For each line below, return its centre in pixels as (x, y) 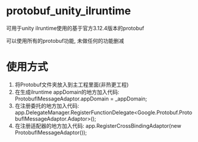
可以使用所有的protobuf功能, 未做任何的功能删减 (65, 40)
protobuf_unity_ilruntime (69, 11)
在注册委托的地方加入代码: (47, 106)
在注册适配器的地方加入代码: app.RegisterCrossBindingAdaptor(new (98, 125)
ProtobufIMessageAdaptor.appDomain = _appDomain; (81, 99)
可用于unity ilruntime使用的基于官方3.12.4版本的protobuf (75, 28)
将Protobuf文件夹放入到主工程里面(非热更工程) (72, 84)
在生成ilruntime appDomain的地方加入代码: (67, 92)
